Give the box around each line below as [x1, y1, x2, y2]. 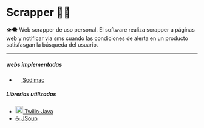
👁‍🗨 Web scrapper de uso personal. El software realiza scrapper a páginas [6, 25, 195, 33]
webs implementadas [6, 61, 63, 68]
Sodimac [22, 76, 45, 84]
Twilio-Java [24, 107, 53, 115]
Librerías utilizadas [6, 90, 56, 98]
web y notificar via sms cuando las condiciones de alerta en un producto [6, 35, 188, 42]
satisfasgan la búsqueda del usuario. [6, 41, 98, 48]
